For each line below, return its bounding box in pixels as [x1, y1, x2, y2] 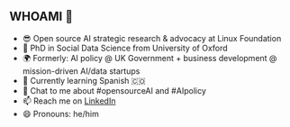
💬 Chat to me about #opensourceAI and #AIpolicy [22, 85, 207, 95]
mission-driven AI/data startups [22, 65, 140, 77]
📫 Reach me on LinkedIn [22, 95, 116, 106]
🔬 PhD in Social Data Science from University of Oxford [22, 42, 228, 53]
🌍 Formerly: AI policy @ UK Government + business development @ [22, 52, 277, 63]
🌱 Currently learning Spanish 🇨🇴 [22, 75, 146, 86]
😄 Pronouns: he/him [22, 108, 99, 119]
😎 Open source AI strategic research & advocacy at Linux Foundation [22, 32, 282, 43]
